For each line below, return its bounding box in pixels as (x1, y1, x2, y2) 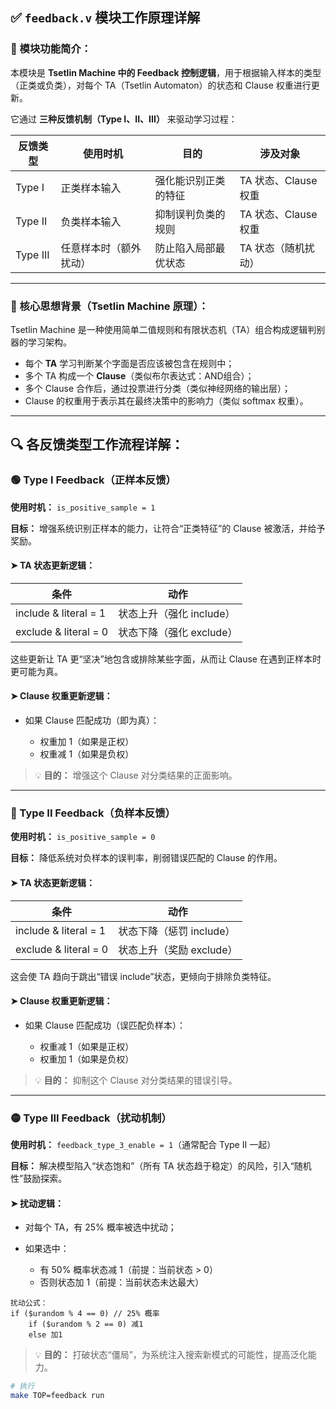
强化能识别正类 (154, 173, 226, 187)
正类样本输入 (60, 181, 122, 195)
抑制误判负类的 (154, 207, 226, 221)
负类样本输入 (60, 214, 122, 228)
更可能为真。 (10, 665, 63, 677)
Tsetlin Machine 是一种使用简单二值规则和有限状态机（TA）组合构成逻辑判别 (10, 323, 326, 335)
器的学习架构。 (10, 336, 72, 348)
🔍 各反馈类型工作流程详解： (10, 436, 185, 453)
